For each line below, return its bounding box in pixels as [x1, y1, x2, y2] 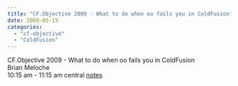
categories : [7, 23, 42, 30]
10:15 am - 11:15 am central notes [7, 71, 103, 80]
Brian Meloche [7, 63, 50, 72]
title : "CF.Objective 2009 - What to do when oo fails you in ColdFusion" [7, 10, 233, 18]
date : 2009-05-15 [7, 17, 59, 24]
